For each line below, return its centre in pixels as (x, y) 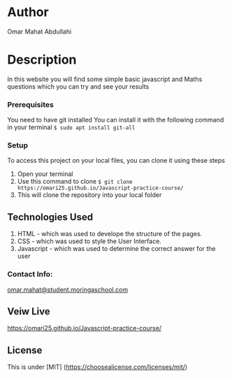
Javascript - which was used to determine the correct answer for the (116, 249)
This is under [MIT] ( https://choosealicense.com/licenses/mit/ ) (97, 367)
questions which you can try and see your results (78, 86)
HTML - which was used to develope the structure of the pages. (110, 234)
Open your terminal (45, 174)
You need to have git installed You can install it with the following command (116, 120)
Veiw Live (29, 311)
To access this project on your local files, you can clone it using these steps (116, 161)
